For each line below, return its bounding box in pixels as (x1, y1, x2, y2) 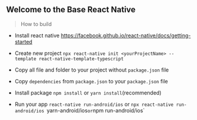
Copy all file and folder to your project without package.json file (14, 66, 169, 73)
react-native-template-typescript (38, 56, 124, 61)
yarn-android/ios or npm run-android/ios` (46, 106, 145, 114)
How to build (20, 20, 52, 27)
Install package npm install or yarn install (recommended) (14, 89, 162, 96)
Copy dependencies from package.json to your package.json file (14, 77, 169, 85)
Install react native (14, 32, 60, 39)
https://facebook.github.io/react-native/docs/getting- (60, 32, 191, 39)
